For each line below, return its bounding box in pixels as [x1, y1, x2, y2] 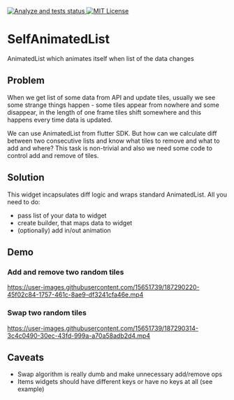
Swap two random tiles [7, 308, 87, 317]
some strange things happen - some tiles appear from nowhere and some [7, 101, 220, 109]
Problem [7, 75, 45, 87]
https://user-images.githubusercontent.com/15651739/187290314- [7, 324, 199, 332]
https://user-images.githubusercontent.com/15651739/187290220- [7, 283, 200, 292]
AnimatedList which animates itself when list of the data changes [7, 54, 194, 62]
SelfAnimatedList [7, 31, 110, 48]
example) [17, 385, 45, 394]
